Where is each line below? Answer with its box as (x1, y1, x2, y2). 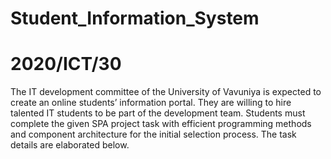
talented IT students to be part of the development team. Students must (10, 107, 306, 119)
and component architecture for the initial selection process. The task (10, 128, 297, 141)
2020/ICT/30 (10, 53, 122, 76)
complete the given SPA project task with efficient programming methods (10, 118, 312, 130)
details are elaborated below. (10, 139, 130, 151)
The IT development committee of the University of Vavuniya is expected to (10, 86, 322, 98)
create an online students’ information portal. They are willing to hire (10, 97, 292, 109)
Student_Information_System (10, 7, 260, 30)
